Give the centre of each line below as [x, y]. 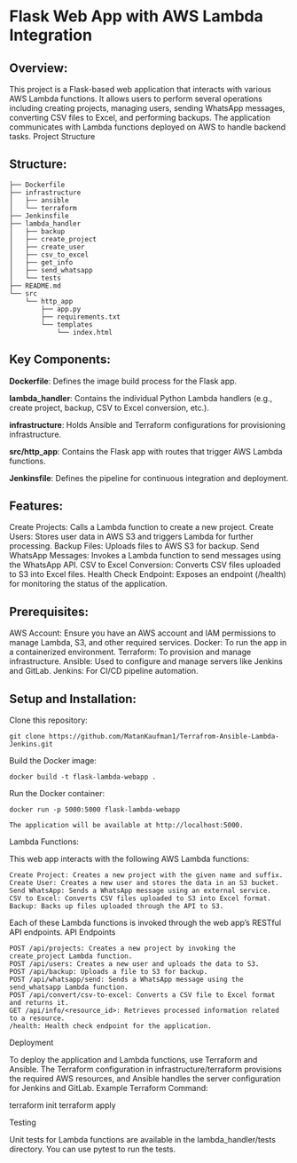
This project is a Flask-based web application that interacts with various [141, 89]
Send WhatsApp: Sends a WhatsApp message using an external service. [141, 891]
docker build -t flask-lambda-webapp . [83, 777]
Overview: [39, 68]
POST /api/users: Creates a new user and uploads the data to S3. [134, 964]
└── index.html [85, 332]
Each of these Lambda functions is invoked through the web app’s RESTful [145, 923]
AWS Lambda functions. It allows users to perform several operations [136, 99]
